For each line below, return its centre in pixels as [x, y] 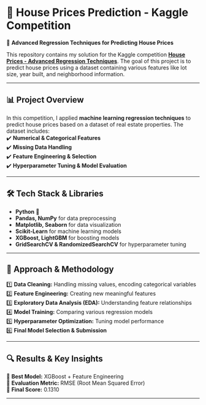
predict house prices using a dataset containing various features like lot [97, 68]
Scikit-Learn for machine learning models [68, 231]
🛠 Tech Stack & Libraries [55, 194]
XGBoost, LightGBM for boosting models [67, 238]
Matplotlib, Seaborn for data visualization [68, 224]
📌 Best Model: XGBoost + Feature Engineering [65, 377]
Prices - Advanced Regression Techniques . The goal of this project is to [99, 61]
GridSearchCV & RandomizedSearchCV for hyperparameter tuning [101, 244]
